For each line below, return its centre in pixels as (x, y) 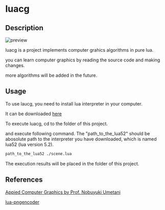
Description (24, 28)
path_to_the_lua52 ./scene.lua (39, 154)
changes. (15, 65)
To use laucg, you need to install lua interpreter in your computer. (74, 103)
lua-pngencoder (22, 202)
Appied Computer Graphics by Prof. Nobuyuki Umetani (63, 192)
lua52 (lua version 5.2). (29, 144)
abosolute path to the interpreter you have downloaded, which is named (81, 139)
